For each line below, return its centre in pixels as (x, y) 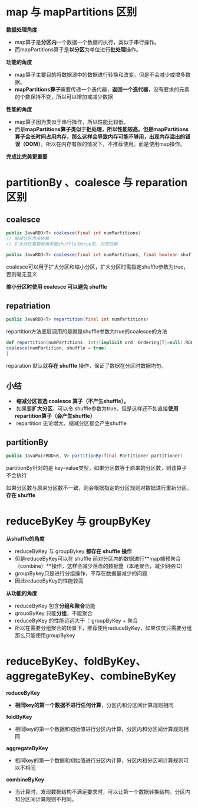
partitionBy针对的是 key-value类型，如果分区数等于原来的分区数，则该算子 (97, 468)
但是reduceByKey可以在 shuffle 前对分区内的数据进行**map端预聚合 (98, 559)
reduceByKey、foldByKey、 (76, 661)
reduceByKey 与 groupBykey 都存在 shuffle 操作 (73, 551)
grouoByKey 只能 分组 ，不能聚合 (54, 613)
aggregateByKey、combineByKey (91, 676)
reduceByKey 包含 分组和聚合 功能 (55, 606)
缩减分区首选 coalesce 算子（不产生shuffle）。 (72, 401)
